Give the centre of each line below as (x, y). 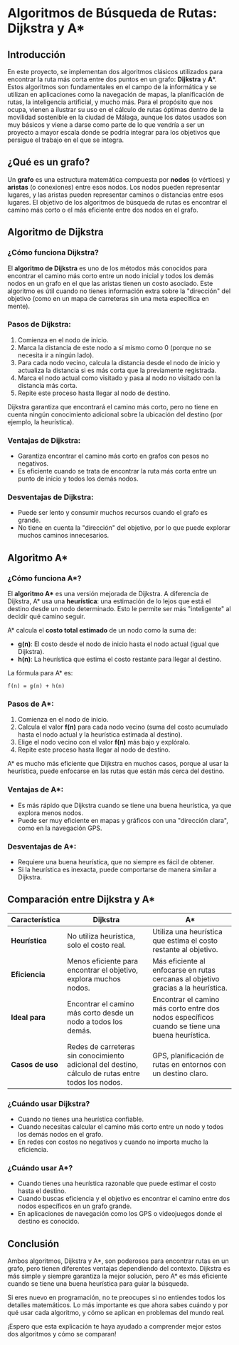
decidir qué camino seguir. (46, 617)
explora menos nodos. (51, 813)
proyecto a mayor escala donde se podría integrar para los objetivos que (114, 132)
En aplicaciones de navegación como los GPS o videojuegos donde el (120, 1214)
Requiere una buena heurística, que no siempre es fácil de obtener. (116, 861)
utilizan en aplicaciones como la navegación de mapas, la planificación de (116, 94)
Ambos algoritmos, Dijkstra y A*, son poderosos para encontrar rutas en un (118, 1261)
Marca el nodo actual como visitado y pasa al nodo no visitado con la (119, 378)
